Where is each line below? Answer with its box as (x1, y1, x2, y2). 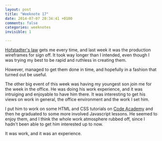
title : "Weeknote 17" (5, 12, 49, 16)
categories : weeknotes (5, 25, 51, 30)
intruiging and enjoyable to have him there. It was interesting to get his (5, 91, 146, 97)
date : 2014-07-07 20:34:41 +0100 (5, 16, 73, 21)
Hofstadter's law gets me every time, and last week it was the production (5, 47, 151, 53)
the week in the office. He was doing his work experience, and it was (5, 86, 143, 92)
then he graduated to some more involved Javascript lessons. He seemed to (5, 111, 158, 116)
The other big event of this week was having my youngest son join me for (5, 81, 152, 87)
